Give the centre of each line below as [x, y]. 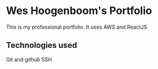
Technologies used [42, 45]
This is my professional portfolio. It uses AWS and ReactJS [77, 27]
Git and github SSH [29, 59]
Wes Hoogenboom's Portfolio [79, 11]
